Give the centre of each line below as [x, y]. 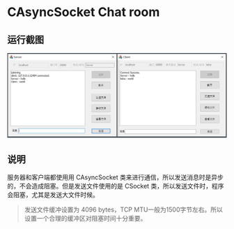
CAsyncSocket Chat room [84, 12]
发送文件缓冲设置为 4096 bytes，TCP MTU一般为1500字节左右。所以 [123, 209]
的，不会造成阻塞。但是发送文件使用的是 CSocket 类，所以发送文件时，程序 [116, 186]
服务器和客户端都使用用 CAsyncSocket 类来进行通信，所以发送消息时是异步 [116, 177]
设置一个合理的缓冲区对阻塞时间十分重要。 [85, 219]
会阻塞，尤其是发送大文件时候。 [53, 195]
